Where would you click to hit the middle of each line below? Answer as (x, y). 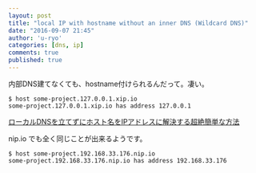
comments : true (34, 53)
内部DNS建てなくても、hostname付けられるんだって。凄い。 (109, 84)
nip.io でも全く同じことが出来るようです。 (78, 138)
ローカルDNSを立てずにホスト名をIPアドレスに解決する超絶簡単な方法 (124, 121)
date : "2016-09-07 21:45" (51, 30)
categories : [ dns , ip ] (46, 45)
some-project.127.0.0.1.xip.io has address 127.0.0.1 (100, 106)
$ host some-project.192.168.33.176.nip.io (82, 153)
